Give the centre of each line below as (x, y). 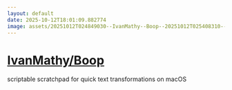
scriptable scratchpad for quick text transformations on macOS (97, 79)
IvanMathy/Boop (56, 60)
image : (17, 26)
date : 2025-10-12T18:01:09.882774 (57, 20)
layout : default (30, 13)
